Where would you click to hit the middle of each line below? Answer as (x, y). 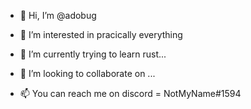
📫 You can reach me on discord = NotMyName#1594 (130, 93)
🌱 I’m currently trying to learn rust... (93, 54)
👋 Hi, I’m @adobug (58, 15)
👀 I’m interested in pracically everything (101, 34)
